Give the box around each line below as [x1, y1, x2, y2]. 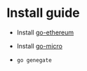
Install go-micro [16, 41, 62, 50]
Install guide [6, 5, 80, 21]
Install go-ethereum [16, 28, 74, 37]
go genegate [16, 56, 52, 64]
